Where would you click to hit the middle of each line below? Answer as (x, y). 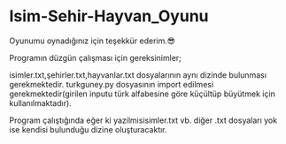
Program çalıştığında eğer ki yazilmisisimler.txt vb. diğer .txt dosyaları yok (143, 120)
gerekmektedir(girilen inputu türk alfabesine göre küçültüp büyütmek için (143, 94)
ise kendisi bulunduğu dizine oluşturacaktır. (88, 129)
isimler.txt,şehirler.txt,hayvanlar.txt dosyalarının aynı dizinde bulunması (138, 75)
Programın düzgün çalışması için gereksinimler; (95, 57)
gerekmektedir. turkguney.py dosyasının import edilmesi (112, 84)
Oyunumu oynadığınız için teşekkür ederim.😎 (92, 41)
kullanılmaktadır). (41, 102)
